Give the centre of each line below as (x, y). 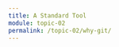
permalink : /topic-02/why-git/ (60, 30)
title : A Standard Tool (48, 16)
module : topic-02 (37, 23)
